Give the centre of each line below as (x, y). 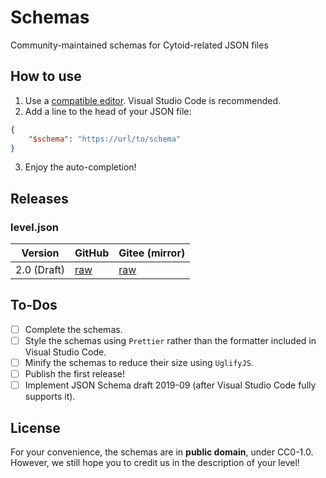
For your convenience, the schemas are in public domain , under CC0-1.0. (162, 452)
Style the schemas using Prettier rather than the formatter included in (170, 340)
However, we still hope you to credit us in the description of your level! (155, 462)
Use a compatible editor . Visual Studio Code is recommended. (153, 100)
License (35, 427)
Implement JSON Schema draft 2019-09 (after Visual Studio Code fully (170, 385)
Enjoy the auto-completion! (80, 167)
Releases (39, 198)
